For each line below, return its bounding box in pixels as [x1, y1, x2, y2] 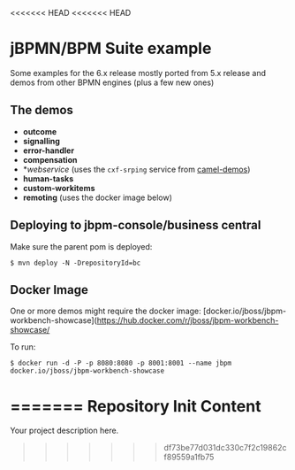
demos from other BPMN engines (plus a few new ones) [10, 77, 215, 88]
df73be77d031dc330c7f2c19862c [163, 443, 287, 453]
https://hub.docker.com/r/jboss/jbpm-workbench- [96, 315, 279, 326]
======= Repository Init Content [10, 396, 261, 416]
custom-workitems [22, 182, 95, 193]
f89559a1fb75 [163, 451, 215, 463]
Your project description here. [10, 425, 119, 436]
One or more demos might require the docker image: [10, 305, 201, 317]
